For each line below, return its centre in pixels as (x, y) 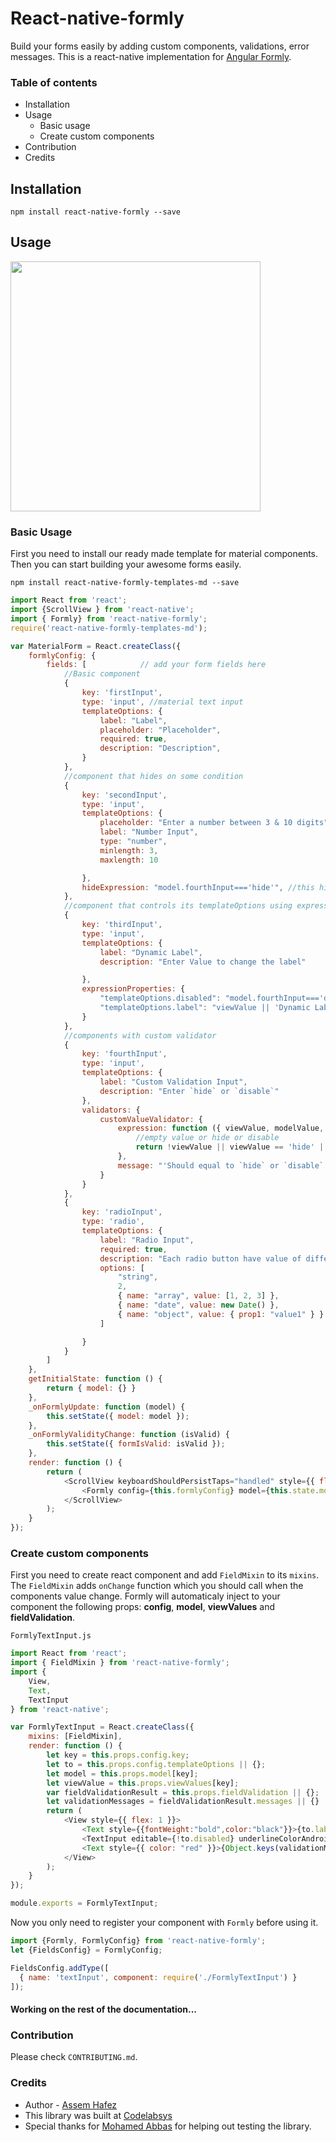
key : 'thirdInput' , (122, 925)
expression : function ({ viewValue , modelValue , (221, 1128)
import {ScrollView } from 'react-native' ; (102, 610)
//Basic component (102, 674)
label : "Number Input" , (149, 832)
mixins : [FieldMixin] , (75, 1737)
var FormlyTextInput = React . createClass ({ (102, 1727)
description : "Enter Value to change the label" (203, 962)
